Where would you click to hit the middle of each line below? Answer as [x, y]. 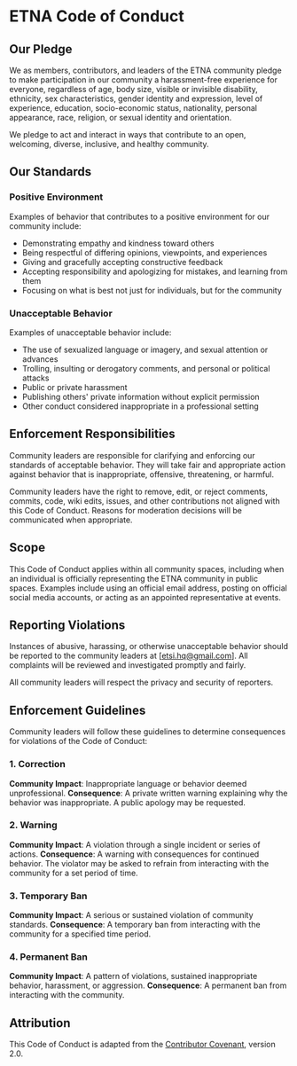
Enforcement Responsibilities [92, 434]
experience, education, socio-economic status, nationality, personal [133, 108]
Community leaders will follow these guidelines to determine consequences [148, 732]
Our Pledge [41, 49]
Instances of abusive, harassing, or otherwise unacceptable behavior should [148, 647]
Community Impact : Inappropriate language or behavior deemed [128, 783]
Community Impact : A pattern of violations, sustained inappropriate [133, 976]
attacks [35, 378]
